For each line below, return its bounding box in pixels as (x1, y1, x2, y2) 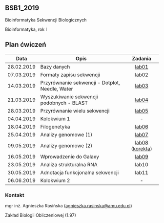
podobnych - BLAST (40, 99, 88, 106)
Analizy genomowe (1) (40, 131, 93, 138)
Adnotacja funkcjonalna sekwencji (40, 169, 119, 176)
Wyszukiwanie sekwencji (40, 93, 98, 100)
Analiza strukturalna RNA (40, 161, 98, 168)
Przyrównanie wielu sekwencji (40, 107, 110, 114)
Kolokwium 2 (40, 177, 70, 184)
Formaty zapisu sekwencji (40, 71, 100, 78)
